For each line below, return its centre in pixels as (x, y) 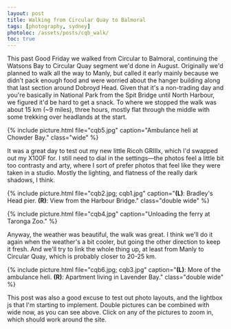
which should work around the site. (57, 319)
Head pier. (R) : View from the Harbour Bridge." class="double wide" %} (108, 201)
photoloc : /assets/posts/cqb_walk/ (58, 33)
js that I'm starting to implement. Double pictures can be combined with (108, 305)
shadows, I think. (31, 180)
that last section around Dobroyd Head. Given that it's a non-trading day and (115, 88)
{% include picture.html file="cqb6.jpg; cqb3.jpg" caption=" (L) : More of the (114, 270)
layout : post (26, 13)
